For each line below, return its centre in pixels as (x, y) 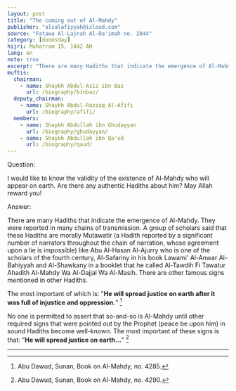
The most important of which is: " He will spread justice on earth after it (111, 294)
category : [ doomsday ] (39, 40)
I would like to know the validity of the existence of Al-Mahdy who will (108, 178)
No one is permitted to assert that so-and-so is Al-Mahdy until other (106, 316)
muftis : (19, 72)
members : (26, 118)
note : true (23, 60)
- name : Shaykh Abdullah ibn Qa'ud (72, 138)
